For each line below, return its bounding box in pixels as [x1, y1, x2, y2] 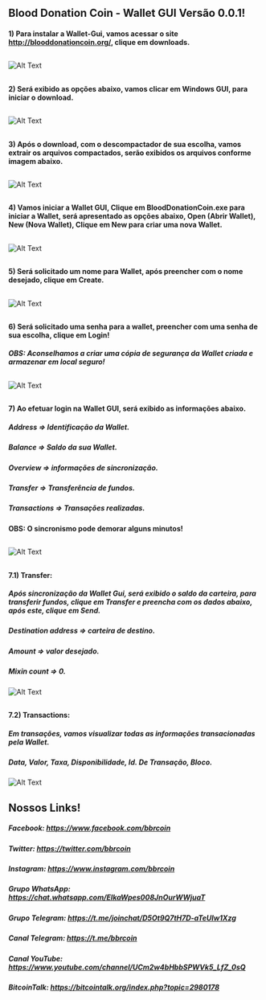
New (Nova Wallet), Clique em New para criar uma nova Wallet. [8, 220, 223, 230]
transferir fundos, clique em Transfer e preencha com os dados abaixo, [8, 597, 253, 607]
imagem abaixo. [8, 156, 63, 166]
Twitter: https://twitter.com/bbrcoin [8, 843, 131, 853]
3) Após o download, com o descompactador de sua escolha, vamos [8, 139, 242, 149]
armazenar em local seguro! [8, 357, 106, 367]
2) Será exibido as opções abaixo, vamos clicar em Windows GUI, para [8, 84, 248, 93]
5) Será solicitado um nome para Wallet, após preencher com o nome [8, 267, 243, 277]
